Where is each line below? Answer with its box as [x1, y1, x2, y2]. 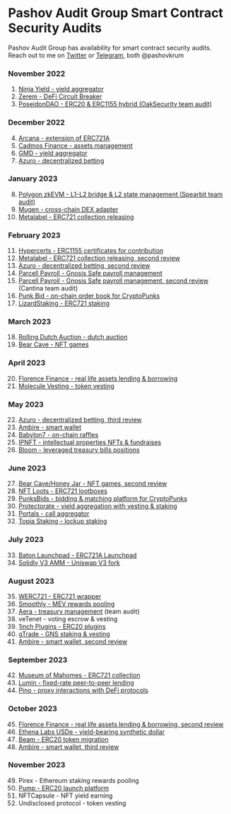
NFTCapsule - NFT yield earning [18, 791, 113, 800]
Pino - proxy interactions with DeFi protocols [18, 686, 149, 695]
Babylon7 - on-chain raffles [18, 431, 99, 439]
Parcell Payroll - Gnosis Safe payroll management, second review [18, 276, 209, 285]
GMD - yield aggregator [18, 149, 88, 157]
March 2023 [8, 317, 52, 327]
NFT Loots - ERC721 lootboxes [18, 487, 108, 495]
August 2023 [8, 576, 55, 586]
